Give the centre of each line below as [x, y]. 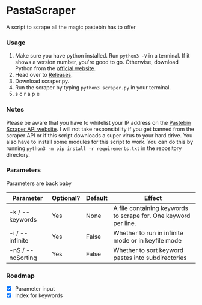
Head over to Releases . [44, 75]
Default [97, 198]
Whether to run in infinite [148, 233]
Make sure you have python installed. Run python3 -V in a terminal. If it [102, 56]
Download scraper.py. [42, 81]
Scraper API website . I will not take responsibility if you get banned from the [100, 129]
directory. [18, 154]
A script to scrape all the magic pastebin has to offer [71, 27]
